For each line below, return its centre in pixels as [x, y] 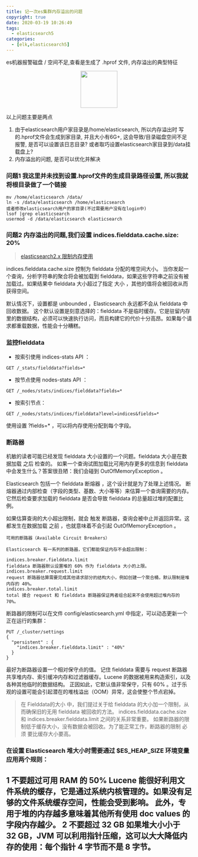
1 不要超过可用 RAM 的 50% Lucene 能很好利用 [92, 780]
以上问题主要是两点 [29, 117]
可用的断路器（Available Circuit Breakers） [58, 538]
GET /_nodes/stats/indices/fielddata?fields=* [64, 391]
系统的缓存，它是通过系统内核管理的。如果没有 [99, 792]
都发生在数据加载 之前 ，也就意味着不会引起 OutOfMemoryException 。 [93, 526]
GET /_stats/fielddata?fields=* [46, 368]
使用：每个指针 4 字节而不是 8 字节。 [88, 847]
